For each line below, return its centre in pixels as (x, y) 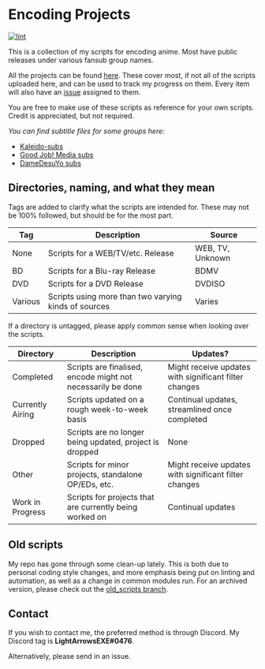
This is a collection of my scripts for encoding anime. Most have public (123, 51)
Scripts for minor (98, 465)
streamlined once (200, 409)
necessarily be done (105, 387)
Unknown (213, 258)
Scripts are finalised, (105, 367)
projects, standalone (105, 474)
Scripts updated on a (105, 399)
